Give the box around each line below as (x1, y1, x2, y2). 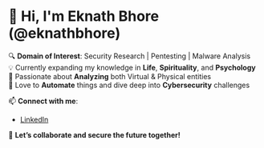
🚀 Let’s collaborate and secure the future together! (8, 130, 181, 139)
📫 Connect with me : (8, 96, 79, 106)
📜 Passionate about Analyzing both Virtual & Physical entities (8, 71, 211, 81)
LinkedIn (19, 114, 49, 124)
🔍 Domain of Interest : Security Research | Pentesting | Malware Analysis (8, 51, 251, 61)
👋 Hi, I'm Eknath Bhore (8, 7, 160, 26)
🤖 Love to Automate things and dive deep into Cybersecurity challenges (8, 80, 250, 90)
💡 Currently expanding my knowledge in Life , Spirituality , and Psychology (8, 62, 256, 72)
